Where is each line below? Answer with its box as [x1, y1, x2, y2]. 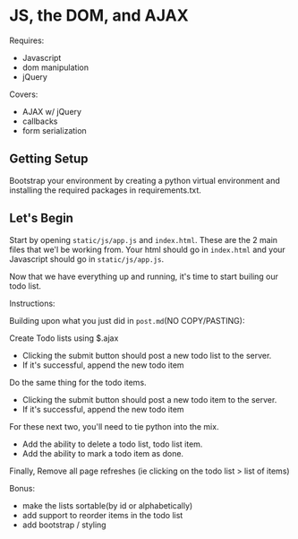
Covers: [9, 89, 38, 100]
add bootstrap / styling [21, 519, 106, 530]
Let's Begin [9, 211, 74, 226]
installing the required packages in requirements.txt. [9, 185, 201, 196]
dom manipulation [21, 62, 89, 73]
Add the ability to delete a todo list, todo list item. [21, 439, 203, 449]
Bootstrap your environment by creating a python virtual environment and [9, 175, 280, 186]
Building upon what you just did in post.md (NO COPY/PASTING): [9, 315, 245, 326]
